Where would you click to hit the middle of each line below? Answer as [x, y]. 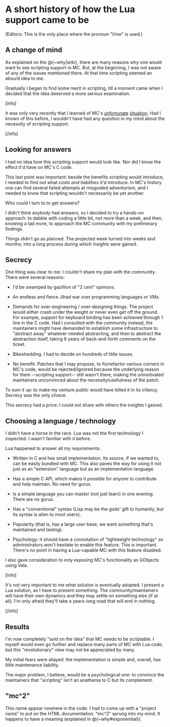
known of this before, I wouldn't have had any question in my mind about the [85, 118]
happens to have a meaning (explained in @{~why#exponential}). [73, 719]
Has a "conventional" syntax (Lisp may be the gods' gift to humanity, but [88, 509]
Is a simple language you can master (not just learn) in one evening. [83, 494]
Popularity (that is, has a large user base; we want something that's [83, 524]
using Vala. [17, 566]
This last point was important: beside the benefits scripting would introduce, [85, 177]
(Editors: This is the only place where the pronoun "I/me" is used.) [74, 34]
